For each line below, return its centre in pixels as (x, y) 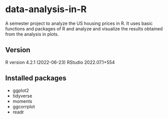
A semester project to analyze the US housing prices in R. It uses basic (79, 23)
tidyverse (22, 96)
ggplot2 (21, 90)
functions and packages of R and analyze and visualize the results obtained (84, 28)
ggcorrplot (24, 106)
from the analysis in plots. (32, 34)
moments (22, 101)
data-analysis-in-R (46, 9)
